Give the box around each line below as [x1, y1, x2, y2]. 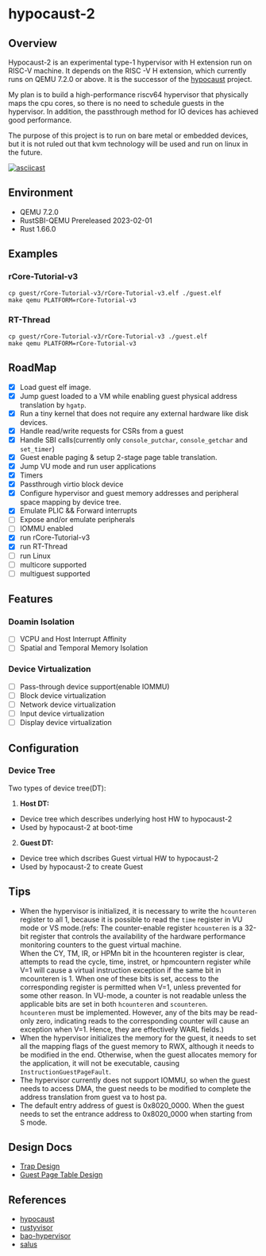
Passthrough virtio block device [19, 479, 124, 490]
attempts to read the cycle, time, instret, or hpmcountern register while [19, 957, 252, 966]
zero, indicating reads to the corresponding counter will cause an [35, 1016, 249, 1025]
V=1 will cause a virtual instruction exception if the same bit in [19, 965, 222, 975]
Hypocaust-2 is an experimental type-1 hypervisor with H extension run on [8, 57, 253, 67]
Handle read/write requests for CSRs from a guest [19, 426, 184, 435]
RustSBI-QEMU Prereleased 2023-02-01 [19, 216, 152, 225]
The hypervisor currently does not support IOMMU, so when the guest [19, 1075, 251, 1085]
